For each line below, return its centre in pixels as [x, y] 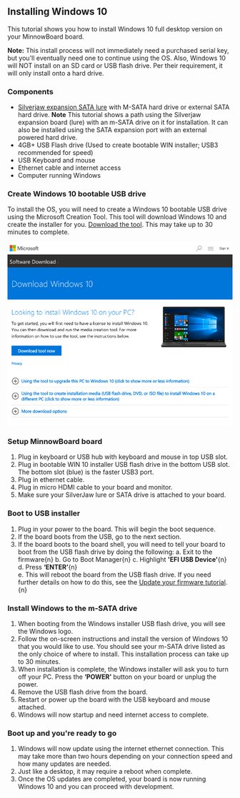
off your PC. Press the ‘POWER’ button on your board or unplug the [117, 677]
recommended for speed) [55, 153]
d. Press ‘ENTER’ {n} [47, 567]
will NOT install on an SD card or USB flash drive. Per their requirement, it [115, 65]
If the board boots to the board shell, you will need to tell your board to [121, 544]
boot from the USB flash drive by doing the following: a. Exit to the [115, 552]
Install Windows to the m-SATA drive [72, 608]
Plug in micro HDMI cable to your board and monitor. [95, 488]
